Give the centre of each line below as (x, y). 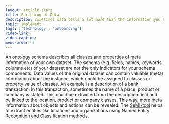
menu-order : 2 (20, 43)
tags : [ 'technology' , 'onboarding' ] (44, 29)
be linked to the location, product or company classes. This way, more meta (84, 100)
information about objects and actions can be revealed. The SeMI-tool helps (84, 105)
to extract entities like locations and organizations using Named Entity (77, 110)
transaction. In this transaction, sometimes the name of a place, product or (82, 89)
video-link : (18, 33)
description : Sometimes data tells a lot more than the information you (83, 19)
